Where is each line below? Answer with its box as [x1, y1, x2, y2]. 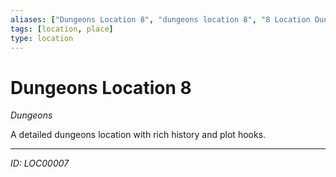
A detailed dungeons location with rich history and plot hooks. [10, 129, 267, 141]
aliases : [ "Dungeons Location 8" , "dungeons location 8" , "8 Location [10, 14, 311, 25]
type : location [10, 33, 74, 43]
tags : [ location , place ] [10, 24, 114, 34]
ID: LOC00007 [10, 157, 70, 170]
